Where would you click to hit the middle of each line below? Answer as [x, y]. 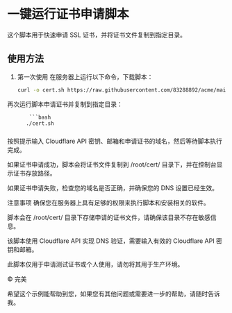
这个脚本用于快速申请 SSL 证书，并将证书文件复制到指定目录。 [97, 35]
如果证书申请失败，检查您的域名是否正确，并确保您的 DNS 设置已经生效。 [113, 187]
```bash [40, 117]
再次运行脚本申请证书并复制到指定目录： [65, 104]
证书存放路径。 [34, 173]
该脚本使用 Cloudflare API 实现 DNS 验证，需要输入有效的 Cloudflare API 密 [115, 241]
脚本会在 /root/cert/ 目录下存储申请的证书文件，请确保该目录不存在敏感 [109, 217]
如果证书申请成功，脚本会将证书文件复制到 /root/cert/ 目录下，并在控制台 [112, 164]
